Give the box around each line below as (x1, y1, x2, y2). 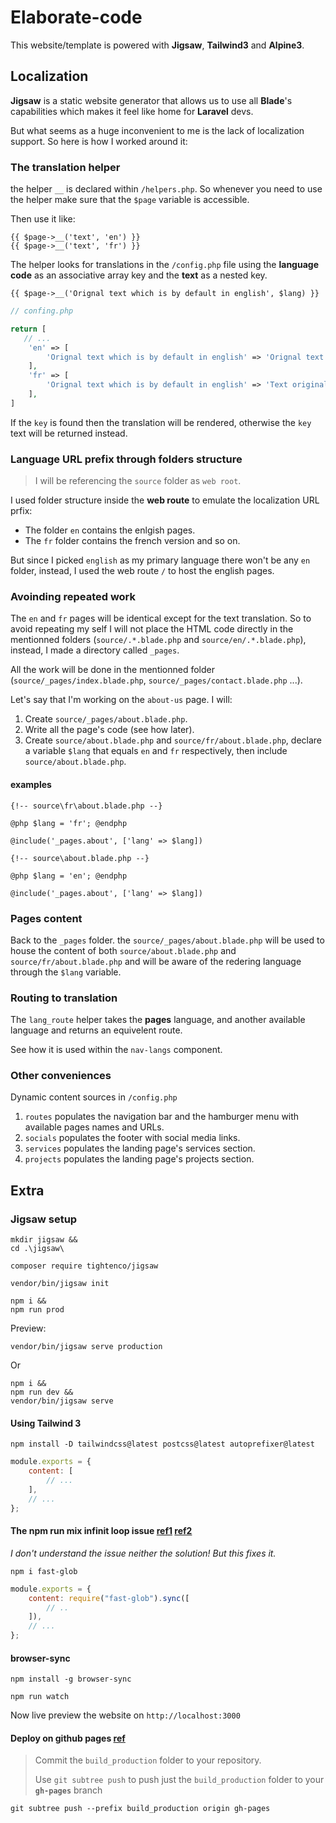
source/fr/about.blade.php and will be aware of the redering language (10, 955, 302, 967)
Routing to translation (10, 991, 118, 1005)
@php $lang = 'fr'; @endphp (10, 818, 128, 828)
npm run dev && (10, 1387, 74, 1398)
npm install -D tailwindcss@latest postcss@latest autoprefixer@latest (10, 1439, 315, 1450)
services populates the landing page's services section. (24, 1142, 256, 1155)
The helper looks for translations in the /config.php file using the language (10, 259, 319, 271)
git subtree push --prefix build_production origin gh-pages (10, 1804, 271, 1814)
